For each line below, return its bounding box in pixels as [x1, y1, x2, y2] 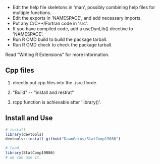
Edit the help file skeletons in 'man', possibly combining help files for [12, 5, 155, 10]
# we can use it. [5, 155, 42, 160]
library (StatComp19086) [5, 150, 56, 155]
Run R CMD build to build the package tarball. [12, 36, 108, 42]
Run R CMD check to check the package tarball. [12, 42, 113, 47]
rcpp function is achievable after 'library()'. [12, 99, 101, 105]
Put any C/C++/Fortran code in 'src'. [12, 20, 88, 26]
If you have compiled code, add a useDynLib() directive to [12, 26, 133, 32]
